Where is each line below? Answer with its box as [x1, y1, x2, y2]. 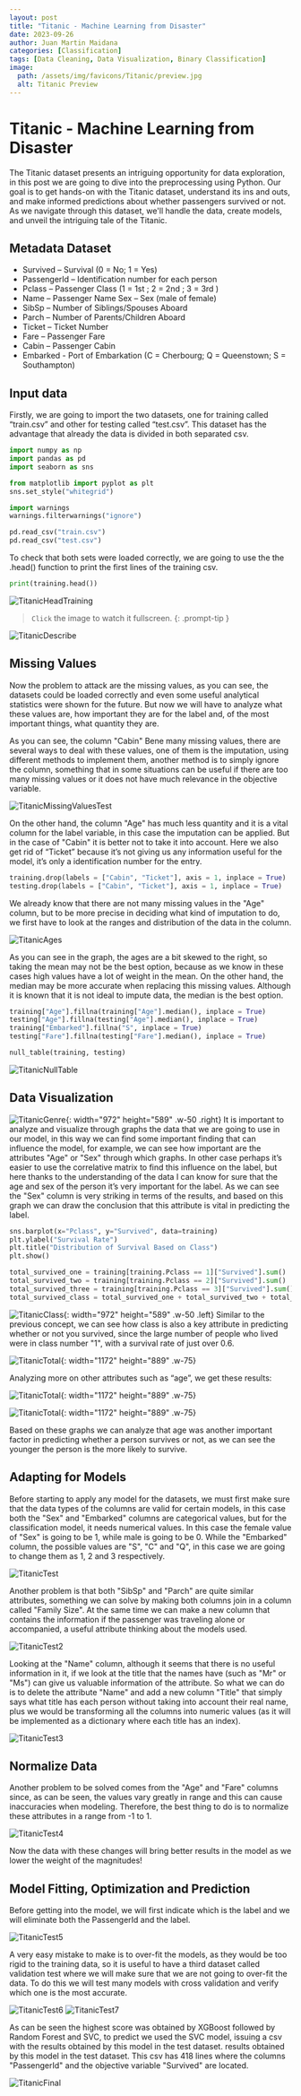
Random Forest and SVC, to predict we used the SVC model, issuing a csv [9, 2031, 282, 2042]
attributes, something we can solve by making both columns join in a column [9, 1595, 292, 1606]
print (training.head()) [9, 579, 99, 588]
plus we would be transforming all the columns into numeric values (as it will [9, 1705, 291, 1717]
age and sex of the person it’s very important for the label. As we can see [9, 1181, 279, 1191]
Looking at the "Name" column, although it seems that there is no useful [9, 1658, 276, 1668]
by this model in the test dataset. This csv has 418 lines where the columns [9, 2050, 286, 2062]
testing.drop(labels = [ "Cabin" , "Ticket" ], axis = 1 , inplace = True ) [9, 881, 282, 890]
